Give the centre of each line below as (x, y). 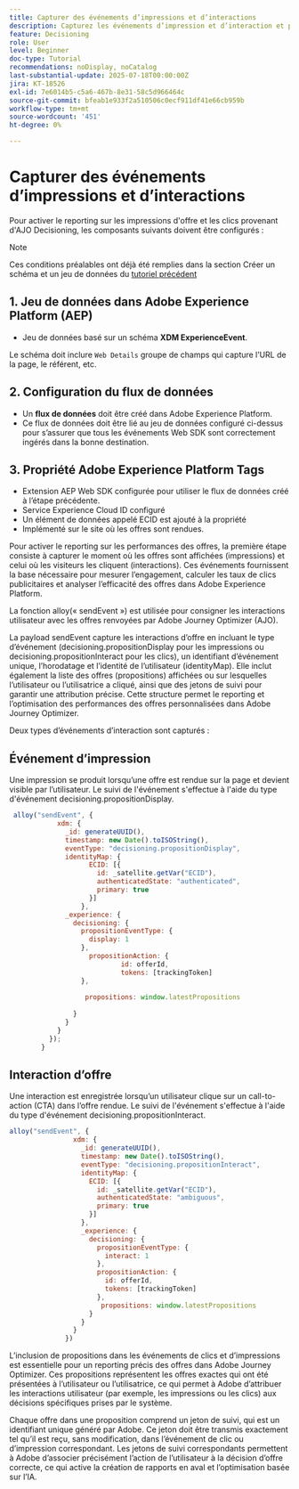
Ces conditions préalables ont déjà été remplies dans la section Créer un (142, 264)
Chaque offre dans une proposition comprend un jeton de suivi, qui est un (145, 1420)
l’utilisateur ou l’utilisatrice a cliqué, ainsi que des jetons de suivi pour (136, 685)
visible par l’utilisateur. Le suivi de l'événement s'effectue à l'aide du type (143, 790)
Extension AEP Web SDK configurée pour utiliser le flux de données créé (155, 492)
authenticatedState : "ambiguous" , (161, 1198)
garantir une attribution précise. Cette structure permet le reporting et (137, 695)
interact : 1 (127, 1256)
